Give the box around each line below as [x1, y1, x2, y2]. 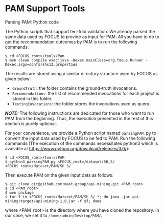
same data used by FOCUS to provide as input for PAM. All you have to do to [5, 34, 160, 40]
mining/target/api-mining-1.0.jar [5, 199, 76, 203]
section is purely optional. [5, 121, 57, 126]
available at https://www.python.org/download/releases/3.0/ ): [5, 145, 130, 151]
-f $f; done [77, 199, 102, 203]
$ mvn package [5, 190, 34, 195]
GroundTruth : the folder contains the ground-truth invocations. [12, 85, 138, 91]
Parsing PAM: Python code [5, 19, 59, 25]
